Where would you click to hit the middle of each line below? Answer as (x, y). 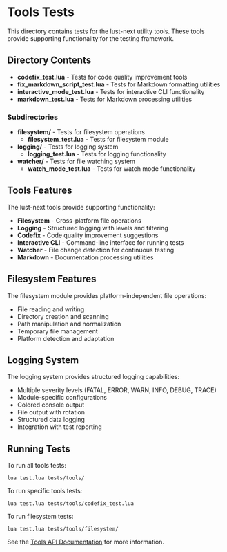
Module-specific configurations (62, 398)
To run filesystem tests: (40, 517)
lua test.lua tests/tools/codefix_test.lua (71, 504)
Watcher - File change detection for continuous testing (96, 250)
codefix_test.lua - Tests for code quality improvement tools (102, 77)
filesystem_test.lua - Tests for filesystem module (98, 140)
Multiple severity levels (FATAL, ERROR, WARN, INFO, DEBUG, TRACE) (117, 390)
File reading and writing (51, 309)
